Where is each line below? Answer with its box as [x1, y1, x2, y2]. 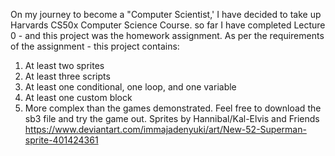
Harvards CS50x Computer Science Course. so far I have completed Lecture [10, 19, 326, 31]
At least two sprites [24, 60, 105, 71]
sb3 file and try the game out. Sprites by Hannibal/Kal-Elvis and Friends [24, 113, 320, 124]
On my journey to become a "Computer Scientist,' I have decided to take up [10, 9, 322, 20]
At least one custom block [24, 92, 133, 103]
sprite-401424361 [24, 134, 99, 146]
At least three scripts [24, 70, 111, 82]
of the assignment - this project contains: [10, 40, 180, 52]
